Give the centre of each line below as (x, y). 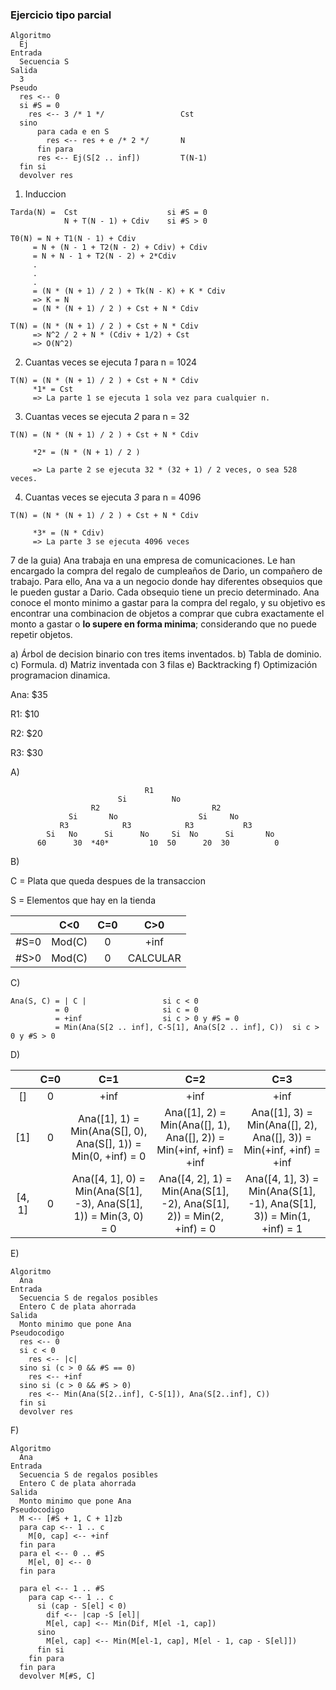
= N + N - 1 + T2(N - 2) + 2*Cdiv (104, 256)
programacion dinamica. (60, 675)
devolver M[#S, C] (58, 1676)
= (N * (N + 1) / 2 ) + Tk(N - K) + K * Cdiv (129, 291)
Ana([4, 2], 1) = (195, 1179)
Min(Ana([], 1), (195, 1125)
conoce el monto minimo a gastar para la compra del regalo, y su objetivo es (168, 603)
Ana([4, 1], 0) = (108, 1179)
